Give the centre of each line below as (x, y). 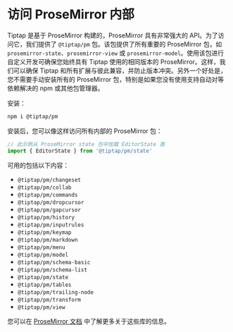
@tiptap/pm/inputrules (51, 225)
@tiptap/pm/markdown (48, 240)
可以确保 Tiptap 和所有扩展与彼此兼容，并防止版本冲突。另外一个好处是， (120, 70)
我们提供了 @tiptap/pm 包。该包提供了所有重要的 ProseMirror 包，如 (124, 44)
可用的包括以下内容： (38, 165)
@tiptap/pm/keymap (44, 232)
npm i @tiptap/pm (33, 116)
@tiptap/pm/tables (44, 285)
